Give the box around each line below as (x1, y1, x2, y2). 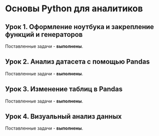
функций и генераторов (5, 30, 83, 38)
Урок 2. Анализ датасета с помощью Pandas (5, 58, 150, 66)
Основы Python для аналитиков (5, 3, 143, 14)
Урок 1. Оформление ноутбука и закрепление (5, 23, 154, 31)
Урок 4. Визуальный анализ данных (5, 112, 122, 121)
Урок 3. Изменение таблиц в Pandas (5, 85, 122, 94)
